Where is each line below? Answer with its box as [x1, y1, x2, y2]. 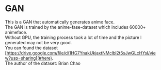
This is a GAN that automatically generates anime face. [5, 19, 115, 25]
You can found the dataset [5, 45, 58, 51]
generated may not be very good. [5, 39, 72, 45]
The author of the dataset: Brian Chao [5, 60, 81, 66]
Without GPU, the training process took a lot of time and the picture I [5, 35, 142, 40]
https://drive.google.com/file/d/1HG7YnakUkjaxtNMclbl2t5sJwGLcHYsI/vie [6, 50, 156, 56]
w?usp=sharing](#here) [5, 55, 52, 61]
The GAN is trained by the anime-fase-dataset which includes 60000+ [5, 24, 146, 30]
